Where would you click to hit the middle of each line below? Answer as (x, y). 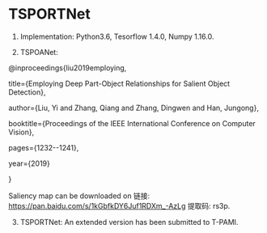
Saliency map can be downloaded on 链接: (79, 196)
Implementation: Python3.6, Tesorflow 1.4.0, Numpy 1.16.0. (117, 36)
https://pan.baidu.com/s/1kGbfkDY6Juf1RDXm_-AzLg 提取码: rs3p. (119, 205)
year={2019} (29, 163)
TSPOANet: (39, 52)
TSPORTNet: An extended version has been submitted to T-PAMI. (129, 222)
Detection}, (27, 92)
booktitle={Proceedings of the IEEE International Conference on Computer (132, 123)
